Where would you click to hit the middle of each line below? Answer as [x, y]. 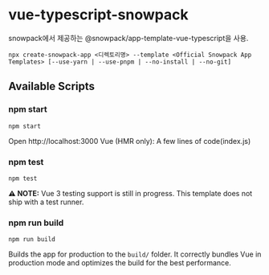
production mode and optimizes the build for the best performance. [120, 263]
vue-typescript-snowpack [98, 15]
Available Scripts [51, 86]
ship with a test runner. [46, 202]
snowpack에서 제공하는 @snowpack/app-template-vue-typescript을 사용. [128, 38]
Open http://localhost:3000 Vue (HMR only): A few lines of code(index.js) [130, 141]
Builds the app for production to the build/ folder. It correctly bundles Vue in [135, 254]
